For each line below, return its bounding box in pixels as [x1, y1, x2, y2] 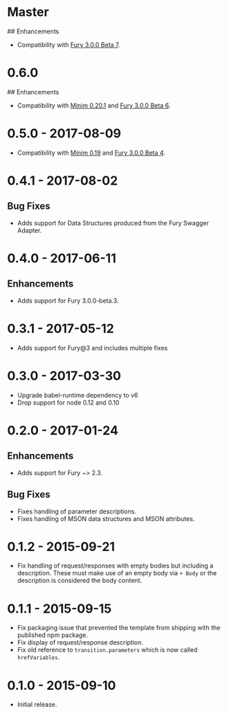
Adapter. [17, 226, 42, 235]
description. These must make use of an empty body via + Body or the [17, 569, 217, 577]
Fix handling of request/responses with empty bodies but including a [17, 561, 214, 570]
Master [7, 4, 50, 20]
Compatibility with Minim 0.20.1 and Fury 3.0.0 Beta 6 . [17, 101, 171, 110]
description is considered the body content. [17, 577, 142, 585]
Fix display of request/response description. [17, 638, 144, 647]
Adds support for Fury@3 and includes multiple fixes [17, 343, 168, 352]
